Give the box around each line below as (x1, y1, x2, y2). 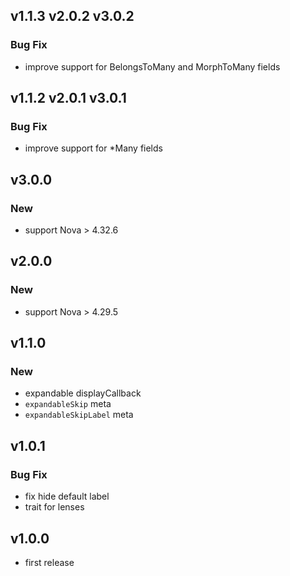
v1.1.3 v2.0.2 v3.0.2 (10, 8, 135, 25)
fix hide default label (24, 490, 110, 503)
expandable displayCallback (24, 387, 142, 399)
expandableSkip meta (24, 398, 112, 410)
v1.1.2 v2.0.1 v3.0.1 (10, 90, 127, 107)
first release (24, 556, 75, 568)
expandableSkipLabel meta (24, 409, 134, 421)
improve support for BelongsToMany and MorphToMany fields (24, 60, 281, 73)
